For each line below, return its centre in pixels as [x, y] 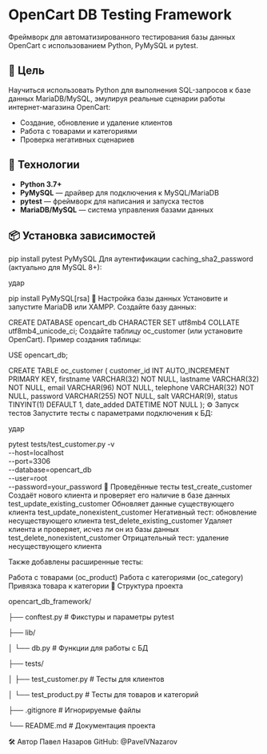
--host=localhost [36, 453]
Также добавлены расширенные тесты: [76, 562]
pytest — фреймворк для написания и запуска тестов [112, 201]
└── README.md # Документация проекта [82, 726]
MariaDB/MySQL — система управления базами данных [117, 209]
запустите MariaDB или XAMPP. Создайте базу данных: [103, 307]
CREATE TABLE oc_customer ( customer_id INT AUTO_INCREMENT [119, 371]
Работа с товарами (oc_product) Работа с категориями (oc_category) [126, 578]
